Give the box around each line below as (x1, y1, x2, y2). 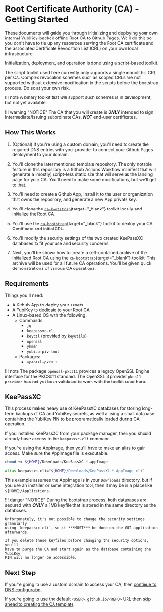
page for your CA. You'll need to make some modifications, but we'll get (12, 176, 157, 182)
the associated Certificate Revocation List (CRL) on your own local (5, 45, 138, 51)
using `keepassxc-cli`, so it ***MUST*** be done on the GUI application (5, 525, 158, 531)
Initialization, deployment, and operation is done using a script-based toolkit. (5, 60, 159, 66)
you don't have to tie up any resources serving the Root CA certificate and (5, 40, 154, 46)
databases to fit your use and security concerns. (12, 240, 110, 246)
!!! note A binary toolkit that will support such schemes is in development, (5, 94, 152, 100)
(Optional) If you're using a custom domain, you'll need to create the (12, 141, 149, 147)
